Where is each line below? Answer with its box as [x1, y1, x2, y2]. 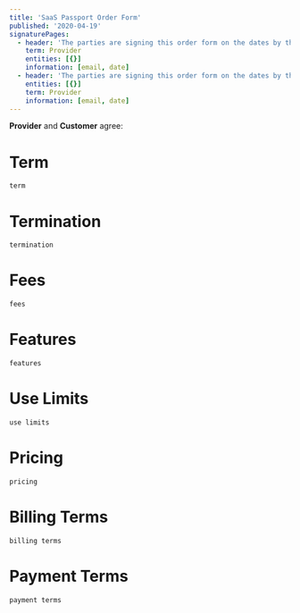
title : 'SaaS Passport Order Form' [9, 13, 142, 22]
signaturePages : [9, 29, 70, 38]
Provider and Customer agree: [9, 121, 123, 131]
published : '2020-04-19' [9, 21, 102, 30]
